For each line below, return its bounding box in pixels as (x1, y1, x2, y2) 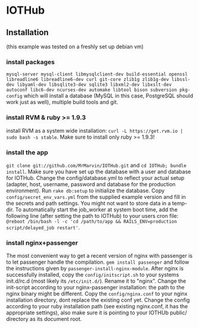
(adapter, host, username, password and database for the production (6, 180, 176, 188)
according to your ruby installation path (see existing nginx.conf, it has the (6, 303, 188, 310)
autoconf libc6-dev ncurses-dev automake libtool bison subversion (6, 87, 178, 93)
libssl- (171, 77, 191, 83)
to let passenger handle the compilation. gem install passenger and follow (6, 258, 189, 265)
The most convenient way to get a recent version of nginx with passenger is (6, 252, 192, 260)
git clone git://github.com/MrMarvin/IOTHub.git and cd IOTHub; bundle (6, 161, 186, 168)
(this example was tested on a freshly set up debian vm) (6, 43, 144, 50)
